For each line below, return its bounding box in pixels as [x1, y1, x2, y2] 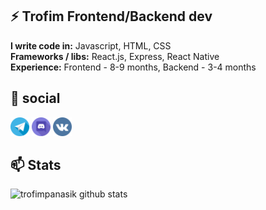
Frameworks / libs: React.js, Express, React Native [10, 50, 220, 62]
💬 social [10, 90, 61, 107]
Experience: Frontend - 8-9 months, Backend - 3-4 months [10, 61, 257, 73]
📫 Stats [10, 157, 62, 174]
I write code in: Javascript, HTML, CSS [10, 39, 172, 52]
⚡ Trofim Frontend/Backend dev [10, 8, 213, 25]
